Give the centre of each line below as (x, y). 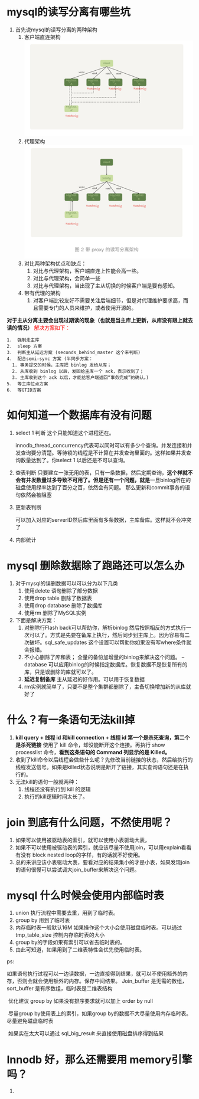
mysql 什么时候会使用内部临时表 (85, 895)
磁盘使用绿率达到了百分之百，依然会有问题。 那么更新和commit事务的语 (103, 487)
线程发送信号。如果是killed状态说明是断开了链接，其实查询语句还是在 (99, 767)
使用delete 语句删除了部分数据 (61, 590)
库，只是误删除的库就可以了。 (60, 672)
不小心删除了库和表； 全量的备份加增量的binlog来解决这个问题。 (102, 657)
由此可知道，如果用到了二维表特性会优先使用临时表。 (80, 950)
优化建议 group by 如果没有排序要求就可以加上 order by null (80, 1001)
